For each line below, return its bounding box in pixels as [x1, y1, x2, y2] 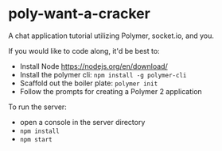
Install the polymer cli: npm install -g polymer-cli [19, 70, 187, 79]
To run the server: [8, 102, 68, 111]
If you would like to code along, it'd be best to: [8, 46, 161, 55]
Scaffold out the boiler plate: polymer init [19, 78, 158, 88]
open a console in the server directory [19, 117, 146, 126]
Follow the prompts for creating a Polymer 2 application [19, 86, 203, 96]
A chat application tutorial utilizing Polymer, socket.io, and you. [8, 31, 215, 40]
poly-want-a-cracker [8, 5, 151, 23]
